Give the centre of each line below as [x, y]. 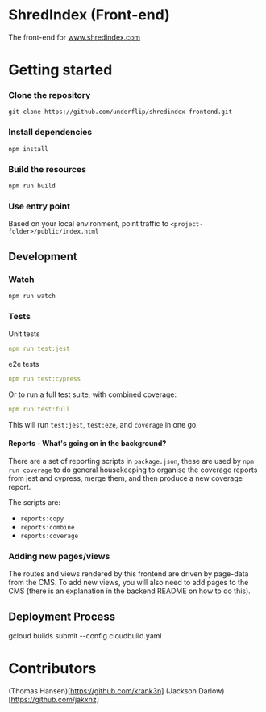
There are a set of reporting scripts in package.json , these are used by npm [131, 461]
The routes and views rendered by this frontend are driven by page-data [129, 574]
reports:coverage [49, 536]
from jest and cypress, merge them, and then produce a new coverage [126, 478]
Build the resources [48, 169]
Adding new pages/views [59, 557]
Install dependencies [50, 133]
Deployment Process [62, 616]
